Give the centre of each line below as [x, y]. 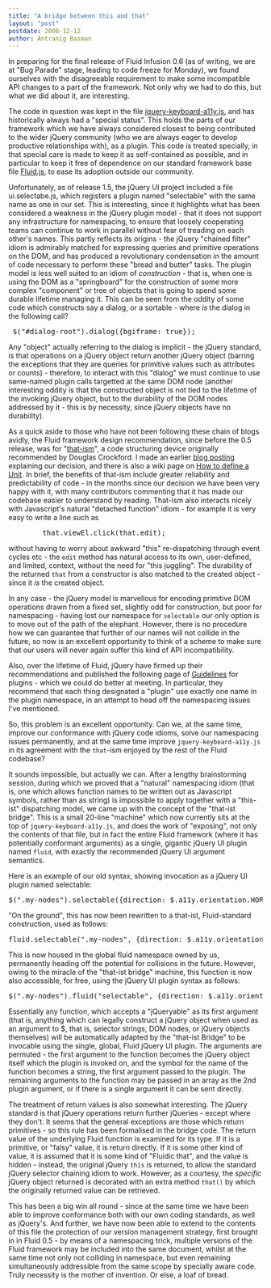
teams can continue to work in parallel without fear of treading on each [126, 231]
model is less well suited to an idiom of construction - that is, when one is [130, 273]
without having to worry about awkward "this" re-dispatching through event [134, 549]
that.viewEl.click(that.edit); [104, 533]
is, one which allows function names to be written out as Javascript [120, 792]
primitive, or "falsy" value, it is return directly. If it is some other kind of [126, 1148]
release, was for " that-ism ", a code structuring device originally [114, 449]
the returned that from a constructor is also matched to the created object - [134, 574]
